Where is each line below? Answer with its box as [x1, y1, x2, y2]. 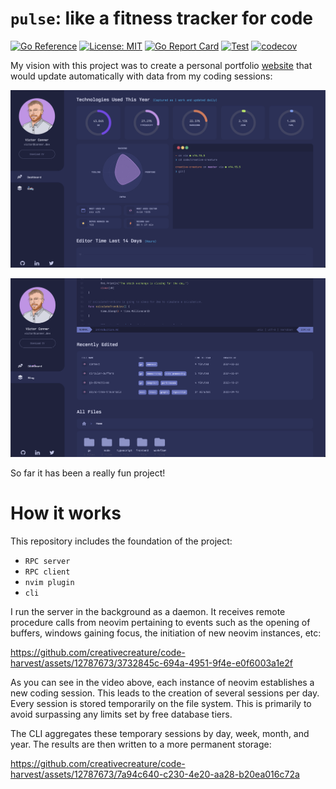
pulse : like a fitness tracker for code [10, 7, 313, 30]
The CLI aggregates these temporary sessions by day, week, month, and [10, 727, 310, 739]
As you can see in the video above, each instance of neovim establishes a [10, 676, 315, 688]
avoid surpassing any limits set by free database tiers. [10, 708, 233, 720]
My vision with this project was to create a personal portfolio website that [10, 59, 313, 71]
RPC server [24, 556, 71, 566]
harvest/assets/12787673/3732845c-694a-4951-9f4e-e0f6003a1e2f [10, 657, 293, 669]
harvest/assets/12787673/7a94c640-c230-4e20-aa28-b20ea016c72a [10, 768, 300, 780]
